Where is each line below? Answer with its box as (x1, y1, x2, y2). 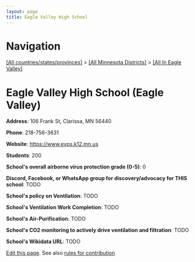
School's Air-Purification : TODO (6, 215, 86, 223)
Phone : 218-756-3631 (6, 129, 59, 136)
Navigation (6, 39, 60, 53)
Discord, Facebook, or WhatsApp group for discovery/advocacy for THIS (6, 175, 187, 182)
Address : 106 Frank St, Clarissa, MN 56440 (6, 118, 112, 125)
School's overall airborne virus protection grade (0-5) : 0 (6, 163, 146, 171)
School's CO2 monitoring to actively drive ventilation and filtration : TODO (6, 227, 189, 234)
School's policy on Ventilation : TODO (6, 193, 99, 200)
